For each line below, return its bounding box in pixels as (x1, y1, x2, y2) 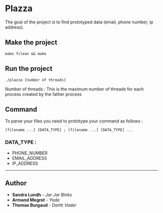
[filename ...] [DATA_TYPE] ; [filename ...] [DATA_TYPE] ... (5, 128, 133, 133)
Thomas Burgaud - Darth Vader (12, 202, 77, 208)
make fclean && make (5, 51, 47, 56)
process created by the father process (5, 91, 82, 97)
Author (5, 179, 27, 188)
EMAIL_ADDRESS (12, 155, 47, 161)
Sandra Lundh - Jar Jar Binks (12, 192, 72, 198)
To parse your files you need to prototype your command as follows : (5, 118, 143, 124)
